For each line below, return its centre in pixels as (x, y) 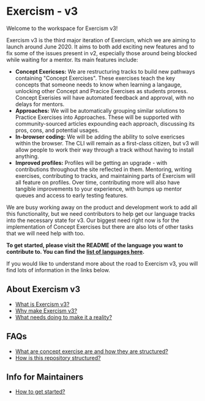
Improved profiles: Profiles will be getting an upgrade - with (91, 162)
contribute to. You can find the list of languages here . (76, 251)
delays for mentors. (40, 104)
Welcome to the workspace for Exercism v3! (62, 28)
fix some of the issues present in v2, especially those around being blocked (102, 53)
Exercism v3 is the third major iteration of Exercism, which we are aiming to (101, 40)
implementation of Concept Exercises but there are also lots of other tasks (100, 227)
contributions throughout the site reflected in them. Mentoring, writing (103, 169)
